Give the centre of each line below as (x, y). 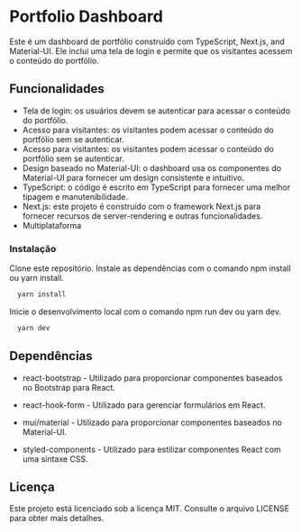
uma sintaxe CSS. (55, 459)
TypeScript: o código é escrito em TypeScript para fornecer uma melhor (156, 187)
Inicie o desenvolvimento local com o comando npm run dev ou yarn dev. (146, 311)
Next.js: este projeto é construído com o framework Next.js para (141, 206)
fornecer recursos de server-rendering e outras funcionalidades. (142, 216)
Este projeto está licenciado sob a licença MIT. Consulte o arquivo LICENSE (150, 509)
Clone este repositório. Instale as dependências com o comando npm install (150, 268)
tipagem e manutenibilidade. (75, 196)
